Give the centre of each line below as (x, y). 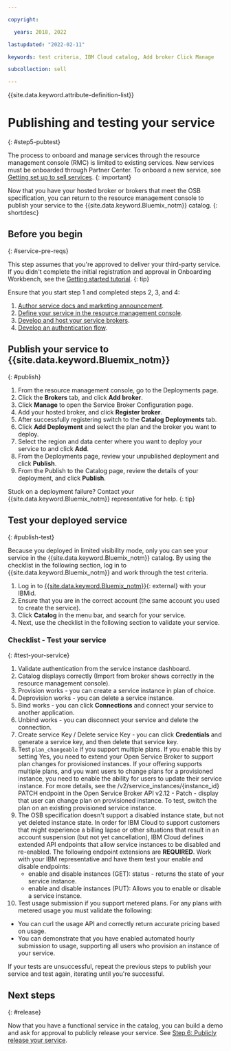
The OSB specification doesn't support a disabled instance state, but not (121, 815)
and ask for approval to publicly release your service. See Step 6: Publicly (112, 1032)
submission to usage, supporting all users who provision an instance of (118, 945)
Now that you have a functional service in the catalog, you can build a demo (115, 1025)
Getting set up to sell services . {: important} (70, 177)
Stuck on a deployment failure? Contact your (71, 491)
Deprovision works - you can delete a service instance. (96, 698)
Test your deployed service (68, 520)
